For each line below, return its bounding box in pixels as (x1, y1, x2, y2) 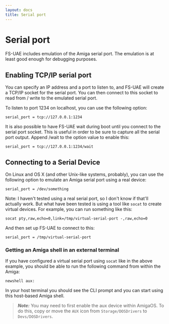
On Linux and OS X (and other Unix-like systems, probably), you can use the (5, 171, 164, 177)
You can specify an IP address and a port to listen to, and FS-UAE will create (5, 84, 164, 90)
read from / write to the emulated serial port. (5, 95, 97, 101)
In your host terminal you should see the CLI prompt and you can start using (5, 287, 163, 294)
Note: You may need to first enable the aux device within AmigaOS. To (17, 303, 164, 309)
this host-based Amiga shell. (5, 293, 65, 299)
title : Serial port (5, 12, 46, 17)
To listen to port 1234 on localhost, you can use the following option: (5, 105, 147, 111)
